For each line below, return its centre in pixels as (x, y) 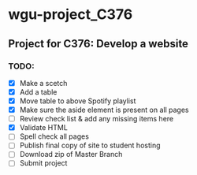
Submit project (43, 163)
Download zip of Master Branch (71, 155)
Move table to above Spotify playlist (78, 101)
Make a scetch (43, 83)
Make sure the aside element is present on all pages (104, 110)
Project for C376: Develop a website (98, 44)
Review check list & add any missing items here (97, 119)
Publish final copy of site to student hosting (90, 145)
